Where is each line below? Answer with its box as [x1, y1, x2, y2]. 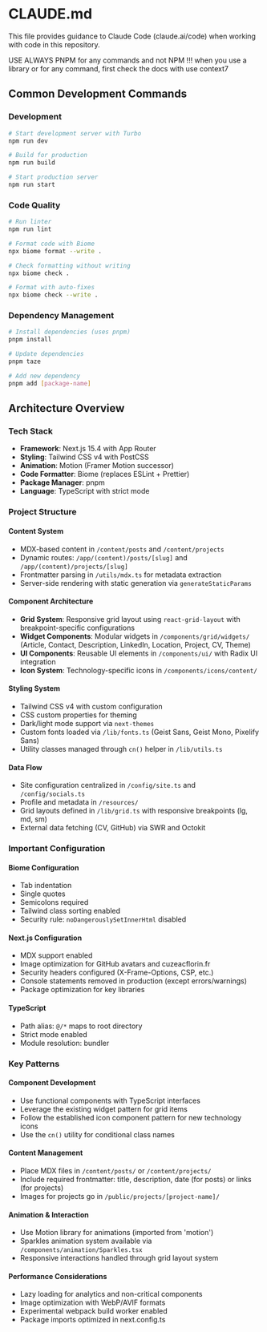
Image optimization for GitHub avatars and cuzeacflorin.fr [19, 959, 211, 969]
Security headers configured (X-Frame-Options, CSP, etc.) [19, 967, 214, 978]
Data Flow [8, 762, 42, 772]
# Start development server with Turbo [8, 129, 142, 137]
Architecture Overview [8, 402, 125, 415]
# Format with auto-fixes [8, 284, 95, 292]
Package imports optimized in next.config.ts [19, 1315, 166, 1325]
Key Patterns [8, 1058, 60, 1069]
